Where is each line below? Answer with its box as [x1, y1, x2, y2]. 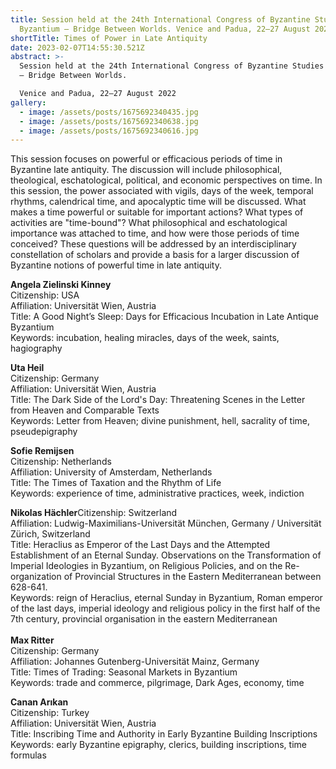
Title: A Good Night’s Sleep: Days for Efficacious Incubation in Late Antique [10, 311, 320, 323]
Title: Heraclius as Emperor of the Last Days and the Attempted [10, 539, 271, 551]
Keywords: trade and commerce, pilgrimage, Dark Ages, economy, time [10, 677, 305, 689]
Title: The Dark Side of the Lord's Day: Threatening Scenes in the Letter [10, 394, 306, 406]
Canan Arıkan [10, 696, 69, 708]
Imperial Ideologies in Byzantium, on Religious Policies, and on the [10, 560, 283, 572]
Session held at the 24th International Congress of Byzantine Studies [19, 61, 325, 71]
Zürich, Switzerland [10, 528, 91, 540]
